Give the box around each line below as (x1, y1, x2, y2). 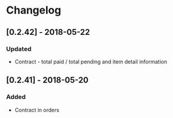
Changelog (6, 4, 61, 17)
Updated (6, 45, 31, 53)
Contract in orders (14, 106, 60, 113)
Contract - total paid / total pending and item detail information (14, 58, 167, 65)
